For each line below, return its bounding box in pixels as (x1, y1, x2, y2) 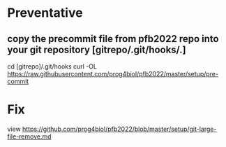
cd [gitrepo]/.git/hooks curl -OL (7, 62, 98, 71)
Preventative (7, 5, 83, 21)
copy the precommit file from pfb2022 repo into (7, 33, 219, 45)
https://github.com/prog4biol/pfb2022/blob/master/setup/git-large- (22, 125, 217, 133)
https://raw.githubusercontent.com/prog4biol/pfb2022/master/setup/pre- (7, 70, 218, 78)
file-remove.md (7, 132, 52, 141)
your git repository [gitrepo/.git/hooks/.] (7, 43, 186, 55)
